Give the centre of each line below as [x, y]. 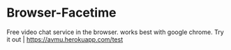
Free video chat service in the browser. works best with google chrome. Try [115, 32]
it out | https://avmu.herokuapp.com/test [65, 39]
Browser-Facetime [61, 13]
